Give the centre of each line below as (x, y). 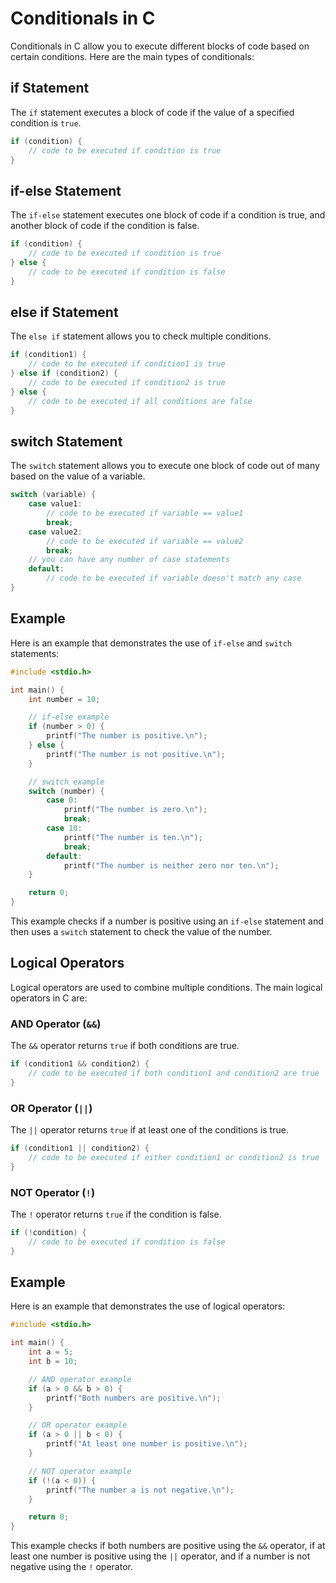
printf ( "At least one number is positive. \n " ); (147, 1444)
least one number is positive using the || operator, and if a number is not (160, 1556)
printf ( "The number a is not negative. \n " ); (140, 1490)
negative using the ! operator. (71, 1567)
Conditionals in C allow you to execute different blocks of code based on (160, 46)
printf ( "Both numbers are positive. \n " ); (134, 1398)
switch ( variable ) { (53, 495)
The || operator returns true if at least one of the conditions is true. (149, 1130)
